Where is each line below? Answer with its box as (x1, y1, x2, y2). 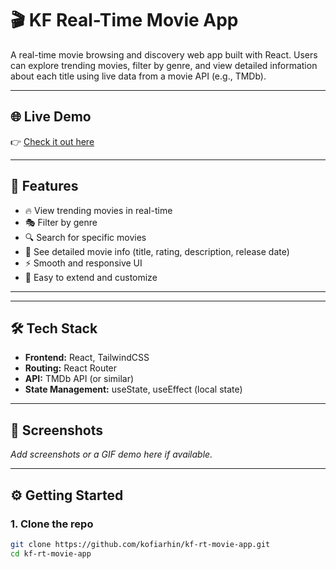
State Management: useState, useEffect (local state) (24, 383, 243, 396)
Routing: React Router (24, 362, 118, 374)
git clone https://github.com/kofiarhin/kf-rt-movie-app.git (10, 539, 271, 549)
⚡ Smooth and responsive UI (24, 257, 143, 269)
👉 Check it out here (10, 135, 95, 147)
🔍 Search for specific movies (24, 231, 147, 243)
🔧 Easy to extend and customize (24, 271, 158, 283)
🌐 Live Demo (10, 108, 92, 126)
